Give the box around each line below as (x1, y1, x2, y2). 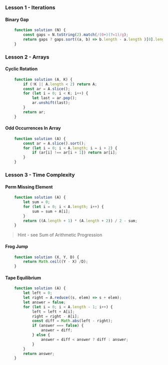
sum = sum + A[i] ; (31, 209, 70, 214)
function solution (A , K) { (14, 77, 72, 82)
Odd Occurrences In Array (5, 125, 61, 131)
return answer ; (23, 351, 55, 356)
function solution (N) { (14, 28, 66, 33)
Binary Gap (5, 17, 29, 23)
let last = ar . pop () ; (31, 96, 77, 101)
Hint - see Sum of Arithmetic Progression (17, 232, 102, 238)
